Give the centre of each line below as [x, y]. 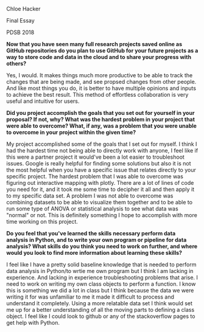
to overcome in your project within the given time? [71, 132]
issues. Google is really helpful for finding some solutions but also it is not [99, 163]
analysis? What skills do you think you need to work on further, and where [102, 246]
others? [16, 64]
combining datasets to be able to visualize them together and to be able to [100, 202]
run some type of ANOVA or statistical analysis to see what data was [92, 209]
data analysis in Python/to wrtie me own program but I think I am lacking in [100, 271]
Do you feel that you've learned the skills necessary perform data [91, 233]
